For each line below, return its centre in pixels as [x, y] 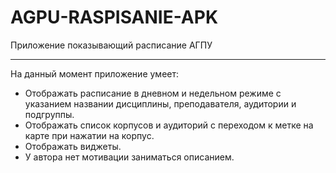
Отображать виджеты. [73, 146]
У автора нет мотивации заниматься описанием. [129, 157]
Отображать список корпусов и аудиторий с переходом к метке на [169, 125]
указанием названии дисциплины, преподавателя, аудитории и [160, 103]
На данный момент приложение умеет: [95, 73]
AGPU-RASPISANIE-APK [114, 17]
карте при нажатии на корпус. [89, 135]
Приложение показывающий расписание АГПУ [111, 45]
